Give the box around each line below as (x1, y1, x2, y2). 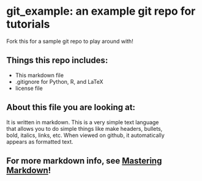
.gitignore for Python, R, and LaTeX (15, 78, 103, 85)
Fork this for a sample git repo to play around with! (6, 37, 133, 45)
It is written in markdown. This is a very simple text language (6, 118, 159, 126)
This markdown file (15, 72, 64, 79)
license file (15, 84, 43, 92)
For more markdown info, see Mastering (6, 155, 162, 166)
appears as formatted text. (6, 138, 73, 145)
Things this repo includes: (6, 55, 108, 65)
